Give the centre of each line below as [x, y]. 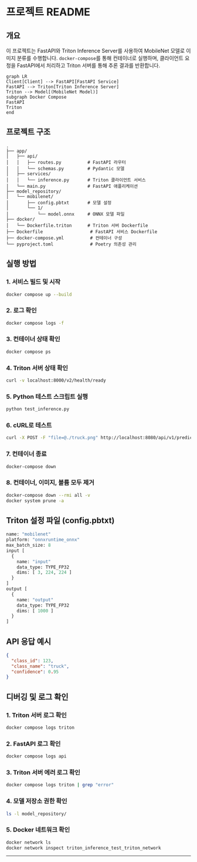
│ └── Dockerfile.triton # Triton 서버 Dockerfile [77, 225]
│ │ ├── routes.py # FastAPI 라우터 [66, 162]
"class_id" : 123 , [33, 661]
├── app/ [17, 151]
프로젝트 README [48, 12]
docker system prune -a [35, 501]
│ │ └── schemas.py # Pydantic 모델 [65, 169]
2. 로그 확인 [21, 311]
